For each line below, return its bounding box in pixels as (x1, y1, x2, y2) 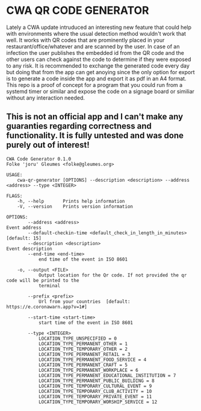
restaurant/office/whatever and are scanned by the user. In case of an (6, 43, 180, 50)
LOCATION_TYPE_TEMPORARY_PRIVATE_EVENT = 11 (38, 393, 152, 400)
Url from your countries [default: (38, 298, 131, 305)
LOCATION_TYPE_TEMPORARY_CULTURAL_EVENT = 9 (38, 383, 152, 389)
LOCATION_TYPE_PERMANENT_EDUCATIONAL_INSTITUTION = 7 (38, 372, 176, 378)
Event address (6, 225, 42, 231)
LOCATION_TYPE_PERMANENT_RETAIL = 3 (38, 351, 131, 357)
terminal (38, 282, 61, 288)
